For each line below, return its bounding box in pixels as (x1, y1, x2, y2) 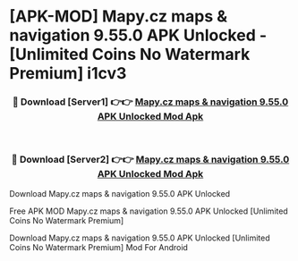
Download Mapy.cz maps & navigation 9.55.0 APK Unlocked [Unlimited (9, 232, 270, 243)
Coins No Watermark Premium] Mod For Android (9, 241, 188, 252)
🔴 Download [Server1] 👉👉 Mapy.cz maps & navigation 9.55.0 (12, 96, 289, 108)
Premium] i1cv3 (9, 63, 127, 84)
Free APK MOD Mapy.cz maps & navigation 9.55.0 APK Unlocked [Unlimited (9, 206, 288, 216)
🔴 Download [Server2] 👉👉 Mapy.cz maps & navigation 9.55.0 (11, 154, 290, 166)
